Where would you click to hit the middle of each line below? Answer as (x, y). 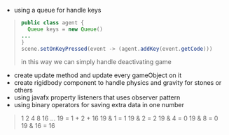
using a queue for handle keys (57, 10)
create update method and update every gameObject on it (98, 75)
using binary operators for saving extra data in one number (99, 105)
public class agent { (53, 23)
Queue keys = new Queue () (65, 29)
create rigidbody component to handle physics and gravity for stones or (118, 83)
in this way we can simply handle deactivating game (96, 62)
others (23, 90)
